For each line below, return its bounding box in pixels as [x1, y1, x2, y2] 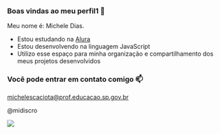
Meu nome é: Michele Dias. [7, 22, 85, 30]
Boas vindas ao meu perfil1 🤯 [7, 6, 105, 16]
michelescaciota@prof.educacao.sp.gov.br [7, 93, 129, 101]
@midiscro [7, 106, 38, 114]
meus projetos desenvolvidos [16, 57, 101, 65]
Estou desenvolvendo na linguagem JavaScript [16, 43, 151, 51]
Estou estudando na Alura [16, 35, 91, 43]
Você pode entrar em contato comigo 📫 [7, 75, 143, 85]
